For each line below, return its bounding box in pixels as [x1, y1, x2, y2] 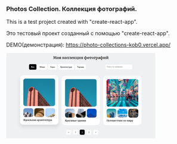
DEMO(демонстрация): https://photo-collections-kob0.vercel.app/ [6, 41, 171, 49]
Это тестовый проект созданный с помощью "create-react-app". [6, 30, 170, 37]
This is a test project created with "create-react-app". [6, 18, 138, 26]
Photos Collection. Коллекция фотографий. [6, 5, 137, 13]
